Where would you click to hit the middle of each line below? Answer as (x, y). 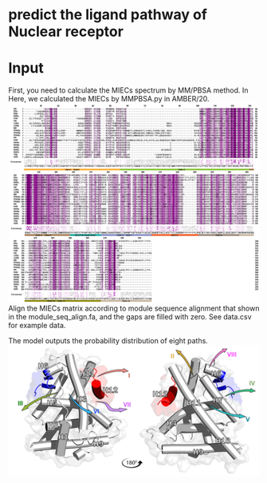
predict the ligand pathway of (108, 15)
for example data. (37, 325)
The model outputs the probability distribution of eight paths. (108, 340)
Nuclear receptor (66, 32)
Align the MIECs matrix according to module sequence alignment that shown (134, 308)
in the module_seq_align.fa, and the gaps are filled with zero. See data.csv (130, 316)
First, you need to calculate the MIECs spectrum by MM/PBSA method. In (128, 90)
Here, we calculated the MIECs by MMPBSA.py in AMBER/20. (109, 99)
